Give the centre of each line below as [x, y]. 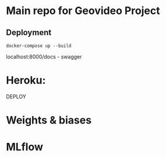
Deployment [29, 33]
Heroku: [26, 81]
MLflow [25, 147]
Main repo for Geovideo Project [83, 11]
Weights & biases [49, 120]
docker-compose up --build [39, 46]
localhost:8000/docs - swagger [44, 57]
